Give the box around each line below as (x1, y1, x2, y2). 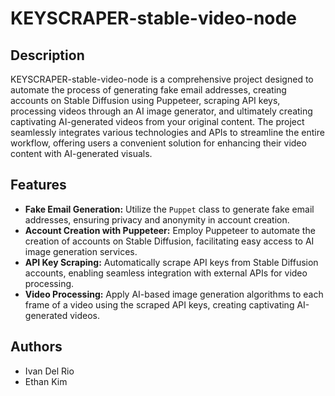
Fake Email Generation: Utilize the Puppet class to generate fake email (24, 203, 315, 215)
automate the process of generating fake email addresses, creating (10, 84, 287, 96)
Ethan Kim (24, 375, 68, 387)
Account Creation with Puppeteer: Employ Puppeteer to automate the (24, 224, 316, 236)
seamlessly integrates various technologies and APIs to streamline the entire (10, 127, 325, 138)
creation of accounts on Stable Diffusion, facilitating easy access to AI (24, 235, 315, 247)
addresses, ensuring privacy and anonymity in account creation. (24, 213, 290, 226)
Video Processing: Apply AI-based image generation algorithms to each (24, 288, 324, 300)
